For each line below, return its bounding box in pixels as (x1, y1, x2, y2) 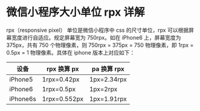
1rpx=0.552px (42, 94, 83, 103)
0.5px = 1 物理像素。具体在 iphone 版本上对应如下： (6, 49, 135, 56)
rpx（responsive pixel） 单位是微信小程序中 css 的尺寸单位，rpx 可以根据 (6, 26, 189, 34)
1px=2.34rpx (89, 75, 127, 83)
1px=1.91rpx (89, 94, 127, 103)
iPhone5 (9, 75, 33, 83)
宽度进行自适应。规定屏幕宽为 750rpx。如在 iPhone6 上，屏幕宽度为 (11, 34, 181, 41)
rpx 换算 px (46, 64, 79, 73)
